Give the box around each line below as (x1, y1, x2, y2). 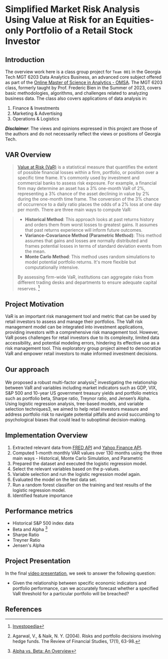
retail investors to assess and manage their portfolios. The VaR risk (5, 318, 143, 324)
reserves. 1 (17, 284, 40, 291)
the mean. (24, 248, 46, 254)
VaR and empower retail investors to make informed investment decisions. (5, 351, 158, 357)
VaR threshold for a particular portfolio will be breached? (12, 590, 129, 596)
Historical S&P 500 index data (12, 520, 74, 526)
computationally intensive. (24, 264, 79, 270)
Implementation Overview (5, 431, 88, 440)
